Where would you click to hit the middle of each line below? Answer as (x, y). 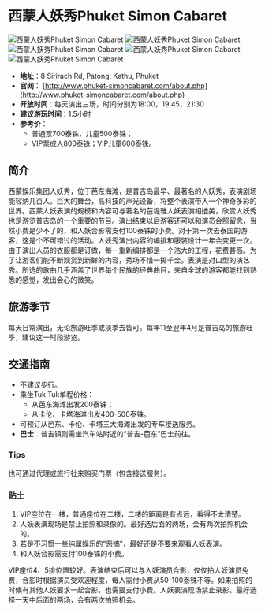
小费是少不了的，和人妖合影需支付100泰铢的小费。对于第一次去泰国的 (128, 230)
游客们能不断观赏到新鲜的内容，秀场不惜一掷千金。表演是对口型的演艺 (136, 260)
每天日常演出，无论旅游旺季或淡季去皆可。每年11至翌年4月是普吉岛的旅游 (127, 327)
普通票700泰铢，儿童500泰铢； (82, 133)
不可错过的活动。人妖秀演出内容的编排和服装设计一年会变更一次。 (149, 240)
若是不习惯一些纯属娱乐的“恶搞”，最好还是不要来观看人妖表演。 (123, 543)
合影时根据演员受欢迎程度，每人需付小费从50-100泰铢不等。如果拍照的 (137, 580)
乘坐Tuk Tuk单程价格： (57, 395)
